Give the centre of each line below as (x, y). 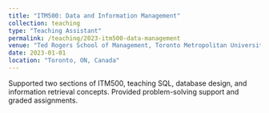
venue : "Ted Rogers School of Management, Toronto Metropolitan (118, 46)
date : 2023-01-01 (37, 53)
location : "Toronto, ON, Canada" (64, 61)
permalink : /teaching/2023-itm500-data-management (94, 38)
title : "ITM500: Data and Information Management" (94, 16)
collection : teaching (44, 23)
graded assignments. (43, 100)
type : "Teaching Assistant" (55, 30)
